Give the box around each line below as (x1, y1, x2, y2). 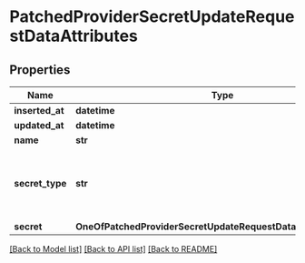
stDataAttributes (9, 25, 139, 46)
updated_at (14, 119, 64, 131)
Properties (9, 62, 71, 77)
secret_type (14, 177, 67, 189)
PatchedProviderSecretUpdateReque (9, 6, 295, 27)
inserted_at (14, 105, 64, 116)
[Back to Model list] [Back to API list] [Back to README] (9, 244, 218, 254)
